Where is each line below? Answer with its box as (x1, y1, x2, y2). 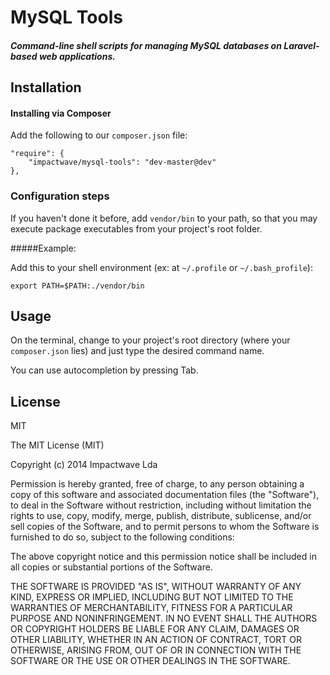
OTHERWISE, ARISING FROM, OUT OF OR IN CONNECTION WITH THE (10, 644, 302, 656)
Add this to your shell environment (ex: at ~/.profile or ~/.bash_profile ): (10, 261, 313, 273)
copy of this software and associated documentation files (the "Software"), (10, 489, 320, 501)
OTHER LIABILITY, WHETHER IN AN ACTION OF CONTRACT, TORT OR (10, 634, 302, 646)
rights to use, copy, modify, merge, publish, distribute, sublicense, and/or (10, 510, 312, 522)
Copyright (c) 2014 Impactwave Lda (10, 459, 158, 471)
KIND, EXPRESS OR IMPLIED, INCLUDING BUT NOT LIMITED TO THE (10, 591, 294, 603)
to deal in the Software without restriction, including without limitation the (10, 499, 312, 511)
